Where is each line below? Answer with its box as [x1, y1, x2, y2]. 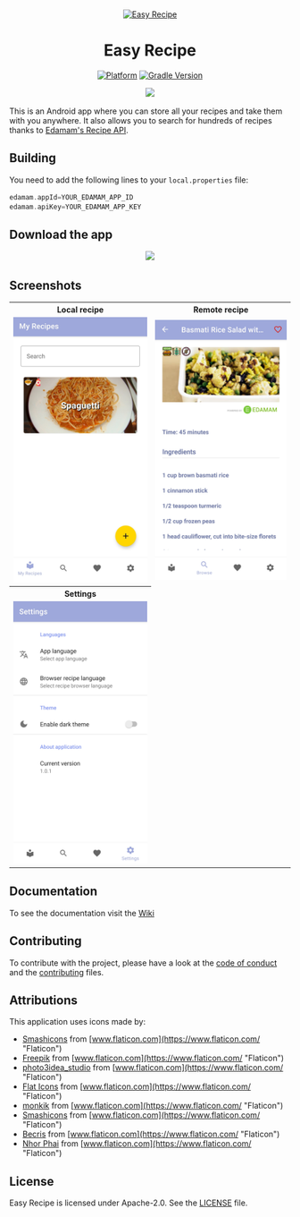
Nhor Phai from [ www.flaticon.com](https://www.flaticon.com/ [21, 1138, 252, 1149]
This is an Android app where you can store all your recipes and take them [9, 106, 283, 116]
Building [9, 150, 56, 166]
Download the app [9, 226, 113, 242]
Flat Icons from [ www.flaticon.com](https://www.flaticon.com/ [21, 1081, 252, 1092]
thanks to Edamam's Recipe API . [9, 124, 129, 135]
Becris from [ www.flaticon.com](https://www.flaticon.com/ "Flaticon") [21, 1128, 280, 1140]
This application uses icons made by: [9, 1017, 146, 1027]
